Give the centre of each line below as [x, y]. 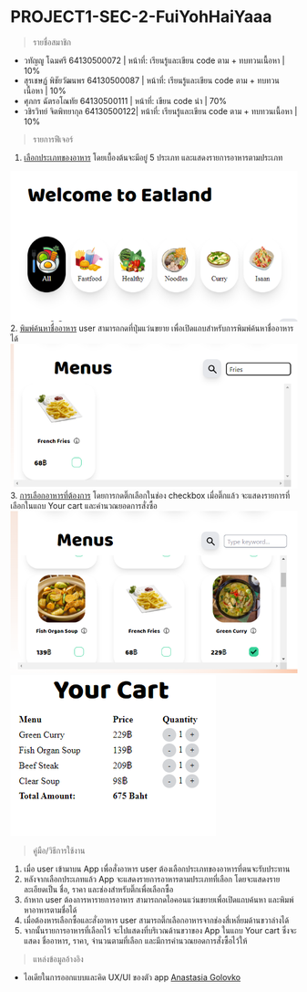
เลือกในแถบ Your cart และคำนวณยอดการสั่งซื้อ [84, 506]
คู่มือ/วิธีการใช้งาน [59, 850]
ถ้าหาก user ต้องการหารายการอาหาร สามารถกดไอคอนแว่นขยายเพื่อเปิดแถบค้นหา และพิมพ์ [159, 899]
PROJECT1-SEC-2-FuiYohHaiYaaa [141, 17]
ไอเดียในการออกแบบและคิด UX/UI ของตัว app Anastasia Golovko [132, 977]
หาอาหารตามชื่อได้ [50, 910]
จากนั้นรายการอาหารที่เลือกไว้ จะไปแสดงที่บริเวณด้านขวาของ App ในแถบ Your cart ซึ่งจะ [160, 930]
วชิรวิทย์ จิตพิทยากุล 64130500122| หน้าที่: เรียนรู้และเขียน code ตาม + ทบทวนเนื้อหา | [160, 111]
